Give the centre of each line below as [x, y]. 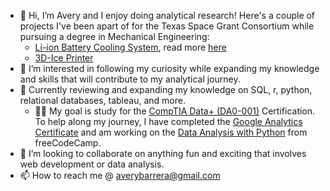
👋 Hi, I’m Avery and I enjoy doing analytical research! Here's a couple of [167, 15]
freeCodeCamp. [68, 143]
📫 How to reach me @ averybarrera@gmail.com [120, 175]
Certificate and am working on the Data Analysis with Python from [171, 132]
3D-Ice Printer [64, 58]
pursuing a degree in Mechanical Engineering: [114, 36]
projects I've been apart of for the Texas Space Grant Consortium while [167, 26]
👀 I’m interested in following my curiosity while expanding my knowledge [169, 68]
